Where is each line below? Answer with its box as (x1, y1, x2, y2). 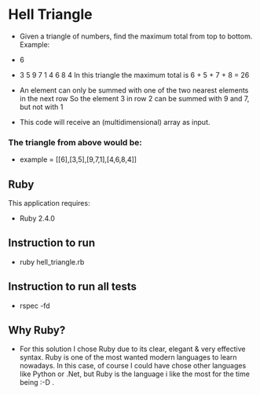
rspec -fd (19, 301, 50, 310)
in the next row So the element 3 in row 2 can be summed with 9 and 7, (19, 93, 250, 103)
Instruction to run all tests (8, 280, 137, 294)
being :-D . (19, 378, 55, 387)
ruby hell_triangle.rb (19, 257, 85, 266)
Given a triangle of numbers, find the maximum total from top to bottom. (19, 31, 253, 41)
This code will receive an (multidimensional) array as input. (19, 117, 211, 126)
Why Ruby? (8, 324, 66, 337)
